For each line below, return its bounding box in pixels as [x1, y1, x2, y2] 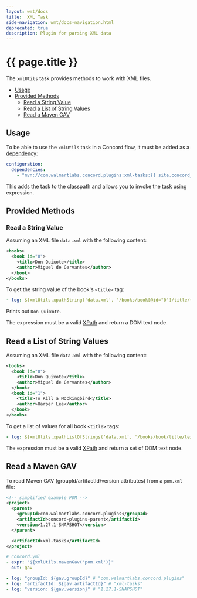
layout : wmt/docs [6, 8, 49, 15]
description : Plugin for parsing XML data [6, 30, 111, 36]
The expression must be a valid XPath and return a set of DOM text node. [6, 445, 183, 452]
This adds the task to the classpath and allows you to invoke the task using [6, 183, 187, 190]
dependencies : [11, 166, 46, 173]
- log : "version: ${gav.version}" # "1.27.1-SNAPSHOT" [6, 586, 143, 592]
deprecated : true [6, 25, 49, 31]
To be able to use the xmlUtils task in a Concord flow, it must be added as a [6, 143, 190, 151]
